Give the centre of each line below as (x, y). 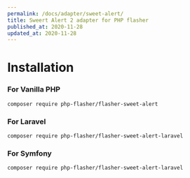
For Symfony (30, 153)
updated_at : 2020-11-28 (42, 33)
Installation (41, 68)
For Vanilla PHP (34, 89)
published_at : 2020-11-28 (45, 27)
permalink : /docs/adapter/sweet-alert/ (66, 14)
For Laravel (27, 121)
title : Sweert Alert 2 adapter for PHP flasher (78, 20)
